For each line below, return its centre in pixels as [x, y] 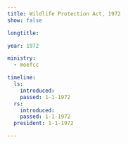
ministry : [22, 58]
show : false [25, 20]
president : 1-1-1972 [44, 124]
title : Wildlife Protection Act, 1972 [64, 14]
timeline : [22, 78]
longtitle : [23, 33]
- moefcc [26, 65]
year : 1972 [23, 46]
